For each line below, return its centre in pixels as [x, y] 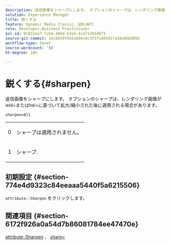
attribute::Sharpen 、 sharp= [35, 237]
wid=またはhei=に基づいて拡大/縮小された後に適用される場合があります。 [82, 105]
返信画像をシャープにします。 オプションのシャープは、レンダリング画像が [83, 99]
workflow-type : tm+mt [28, 43]
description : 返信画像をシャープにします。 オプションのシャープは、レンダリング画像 [85, 10]
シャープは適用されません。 [49, 132]
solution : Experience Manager [37, 15]
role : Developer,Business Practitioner [48, 29]
